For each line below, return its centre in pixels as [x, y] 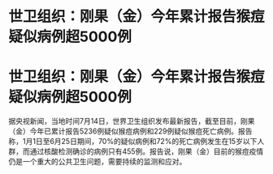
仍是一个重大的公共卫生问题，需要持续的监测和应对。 [97, 162]
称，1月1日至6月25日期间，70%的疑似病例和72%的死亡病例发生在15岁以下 [133, 142]
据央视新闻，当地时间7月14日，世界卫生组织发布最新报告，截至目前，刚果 [132, 121]
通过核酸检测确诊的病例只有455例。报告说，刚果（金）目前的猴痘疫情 [147, 151]
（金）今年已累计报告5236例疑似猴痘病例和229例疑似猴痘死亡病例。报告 [130, 131]
